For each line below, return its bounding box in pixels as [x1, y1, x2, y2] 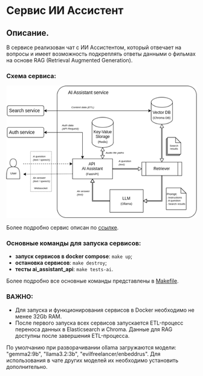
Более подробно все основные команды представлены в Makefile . [6, 277, 179, 285]
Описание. [6, 28, 50, 38]
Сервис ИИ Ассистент [6, 4, 124, 18]
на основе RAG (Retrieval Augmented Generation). [6, 57, 133, 64]
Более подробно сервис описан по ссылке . [6, 223, 119, 231]
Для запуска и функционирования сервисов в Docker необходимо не [14, 306, 195, 314]
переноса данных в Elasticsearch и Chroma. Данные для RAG [14, 325, 173, 333]
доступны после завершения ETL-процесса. [14, 332, 130, 339]
